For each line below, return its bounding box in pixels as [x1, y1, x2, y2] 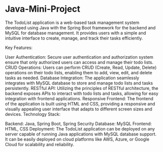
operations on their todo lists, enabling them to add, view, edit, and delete [5, 69, 152, 75]
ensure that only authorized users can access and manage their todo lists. [5, 59, 154, 65]
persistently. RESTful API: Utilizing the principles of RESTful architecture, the [5, 85, 159, 91]
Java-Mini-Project [5, 3, 80, 15]
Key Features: [5, 44, 33, 50]
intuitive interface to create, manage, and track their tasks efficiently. [5, 35, 143, 41]
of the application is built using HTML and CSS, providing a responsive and [5, 101, 156, 107]
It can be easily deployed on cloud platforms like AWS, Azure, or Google [5, 136, 149, 142]
